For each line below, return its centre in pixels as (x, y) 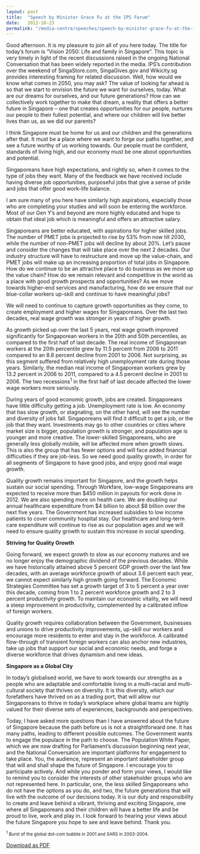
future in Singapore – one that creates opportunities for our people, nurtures (99, 108)
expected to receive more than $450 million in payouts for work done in (94, 493)
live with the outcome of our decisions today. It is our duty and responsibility (100, 797)
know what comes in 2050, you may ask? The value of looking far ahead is (98, 83)
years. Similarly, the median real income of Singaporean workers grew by (96, 368)
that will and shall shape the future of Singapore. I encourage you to (89, 765)
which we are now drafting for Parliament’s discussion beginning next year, (98, 746)
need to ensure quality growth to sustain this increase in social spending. (96, 531)
